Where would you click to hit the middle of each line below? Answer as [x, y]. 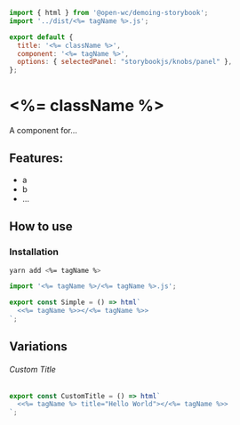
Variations [39, 347]
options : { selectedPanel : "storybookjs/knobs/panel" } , [125, 62]
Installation [34, 252]
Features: [36, 159]
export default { [41, 37]
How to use [41, 227]
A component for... [44, 131]
